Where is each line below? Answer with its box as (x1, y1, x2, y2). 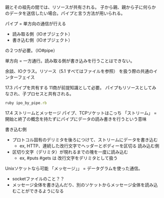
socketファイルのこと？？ (12, 176, 65, 181)
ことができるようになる (16, 188, 64, 194)
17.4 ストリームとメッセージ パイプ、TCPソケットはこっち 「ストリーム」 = (5, 110, 157, 116)
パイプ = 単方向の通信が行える (5, 21, 66, 26)
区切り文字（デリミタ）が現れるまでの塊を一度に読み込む (12, 149, 128, 155)
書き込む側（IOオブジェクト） (12, 37, 73, 43)
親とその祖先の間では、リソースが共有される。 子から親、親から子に (5, 4, 143, 10)
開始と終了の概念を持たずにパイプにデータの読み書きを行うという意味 (5, 116, 147, 122)
